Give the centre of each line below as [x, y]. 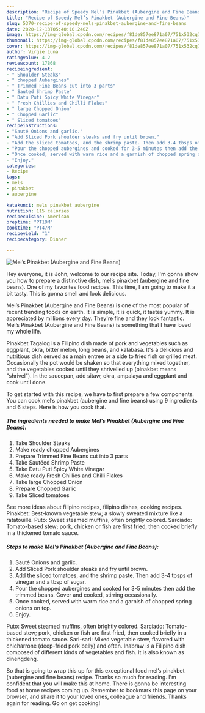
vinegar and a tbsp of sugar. [51, 581]
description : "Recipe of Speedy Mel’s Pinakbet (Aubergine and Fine [95, 12]
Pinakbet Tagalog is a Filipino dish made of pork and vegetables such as [97, 343]
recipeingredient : [30, 69]
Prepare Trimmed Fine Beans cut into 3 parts [71, 456]
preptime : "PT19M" [30, 222]
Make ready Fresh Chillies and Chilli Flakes [69, 476]
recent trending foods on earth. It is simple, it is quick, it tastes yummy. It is [101, 312]
